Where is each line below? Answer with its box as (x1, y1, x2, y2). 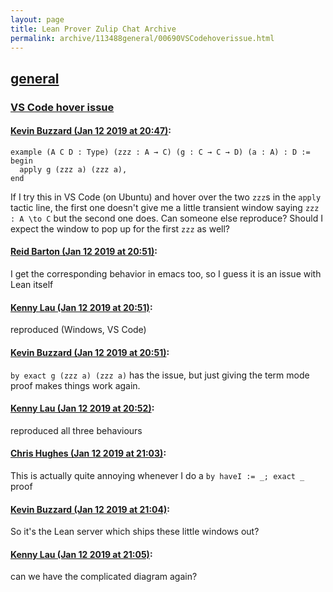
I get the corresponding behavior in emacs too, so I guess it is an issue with (10, 268, 322, 280)
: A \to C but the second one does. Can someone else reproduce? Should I (10, 212, 323, 224)
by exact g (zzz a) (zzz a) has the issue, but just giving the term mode (10, 369, 310, 381)
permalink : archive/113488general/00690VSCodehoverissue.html (10, 33, 275, 43)
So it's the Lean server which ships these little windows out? (10, 526, 260, 538)
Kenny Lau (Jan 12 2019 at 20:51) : (10, 301, 153, 313)
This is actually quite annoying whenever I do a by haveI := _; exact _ (10, 469, 305, 481)
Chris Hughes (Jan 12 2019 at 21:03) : (10, 447, 167, 460)
